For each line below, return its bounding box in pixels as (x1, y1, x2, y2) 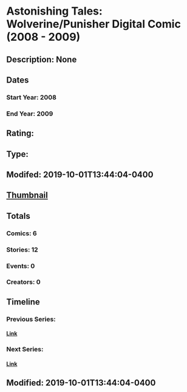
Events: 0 (6, 261, 35, 270)
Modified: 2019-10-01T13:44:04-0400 (6, 378, 156, 388)
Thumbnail (6, 190, 49, 201)
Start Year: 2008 (6, 93, 56, 101)
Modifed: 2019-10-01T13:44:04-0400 (6, 169, 154, 180)
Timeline (6, 297, 41, 307)
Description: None (6, 54, 77, 64)
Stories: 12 (6, 245, 38, 253)
